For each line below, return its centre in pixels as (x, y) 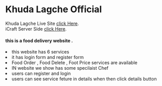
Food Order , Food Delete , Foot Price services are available (75, 63)
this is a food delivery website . (39, 40)
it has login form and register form (48, 58)
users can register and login (41, 74)
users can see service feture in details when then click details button (85, 79)
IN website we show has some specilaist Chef (60, 68)
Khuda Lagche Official (54, 9)
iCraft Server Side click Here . (36, 28)
